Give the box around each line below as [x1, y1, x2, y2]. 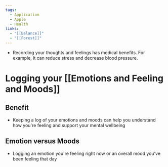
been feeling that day [12, 155, 57, 162]
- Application [10, 12, 39, 17]
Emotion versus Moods [5, 137, 80, 146]
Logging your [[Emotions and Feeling [5, 73, 163, 84]
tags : [5, 7, 17, 13]
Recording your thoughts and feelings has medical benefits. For [12, 49, 145, 56]
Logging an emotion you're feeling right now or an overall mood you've [12, 150, 161, 156]
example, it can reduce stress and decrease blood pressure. [12, 55, 138, 61]
